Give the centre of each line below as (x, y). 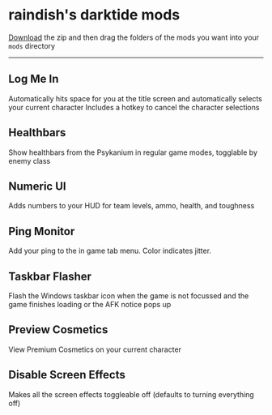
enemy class (30, 160)
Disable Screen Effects (67, 375)
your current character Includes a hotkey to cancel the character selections (134, 107)
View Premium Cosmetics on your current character (95, 349)
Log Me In (34, 79)
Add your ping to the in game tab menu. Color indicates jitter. (110, 251)
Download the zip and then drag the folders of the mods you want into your (134, 37)
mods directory (32, 45)
